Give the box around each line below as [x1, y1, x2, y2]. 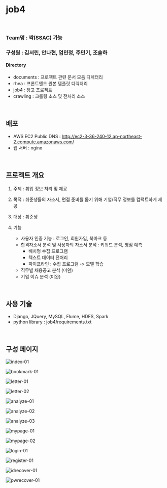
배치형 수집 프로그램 [28, 248, 68, 254]
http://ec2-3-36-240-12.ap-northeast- [61, 133, 142, 139]
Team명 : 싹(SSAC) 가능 [6, 34, 63, 41]
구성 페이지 [6, 345, 39, 353]
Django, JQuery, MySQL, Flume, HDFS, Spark [13, 314, 109, 320]
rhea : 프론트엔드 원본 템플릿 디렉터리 [13, 80, 88, 86]
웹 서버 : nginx [13, 144, 43, 151]
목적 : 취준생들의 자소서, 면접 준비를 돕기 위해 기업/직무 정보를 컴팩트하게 [13, 196, 157, 202]
